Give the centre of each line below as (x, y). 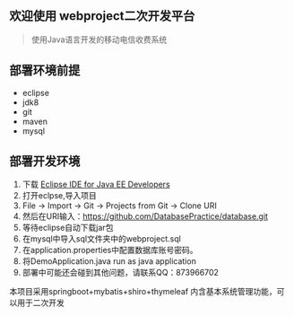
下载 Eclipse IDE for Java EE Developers (96, 184)
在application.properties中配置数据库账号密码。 (110, 250)
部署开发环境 (45, 161)
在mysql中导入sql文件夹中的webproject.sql (101, 239)
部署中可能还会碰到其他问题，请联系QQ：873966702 (121, 273)
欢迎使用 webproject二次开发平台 (102, 16)
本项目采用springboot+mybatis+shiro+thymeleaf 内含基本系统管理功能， (143, 292)
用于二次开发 (40, 303)
